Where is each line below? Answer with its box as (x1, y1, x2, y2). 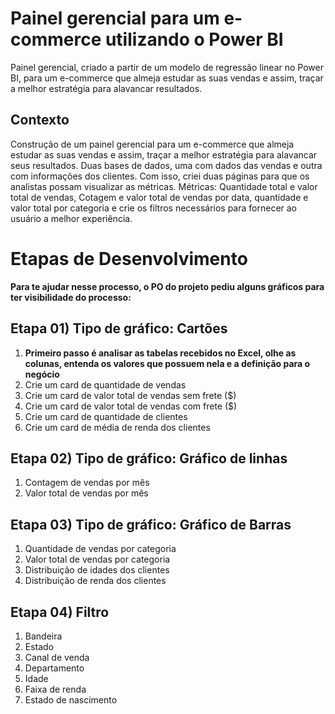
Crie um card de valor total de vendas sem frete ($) (24, 389, 237, 401)
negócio (24, 368, 60, 380)
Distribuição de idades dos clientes (24, 564, 170, 576)
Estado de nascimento (24, 693, 118, 706)
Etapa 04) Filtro (10, 603, 110, 621)
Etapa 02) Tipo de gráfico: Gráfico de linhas (10, 450, 288, 467)
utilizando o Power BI (104, 28, 284, 51)
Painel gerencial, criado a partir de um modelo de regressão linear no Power (10, 61, 324, 73)
